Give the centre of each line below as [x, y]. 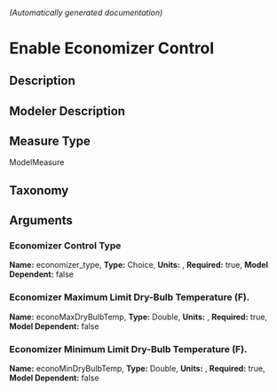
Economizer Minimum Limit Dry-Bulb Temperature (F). [128, 349]
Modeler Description [67, 111]
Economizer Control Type [65, 246]
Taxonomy [39, 190]
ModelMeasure [37, 162]
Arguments [41, 220]
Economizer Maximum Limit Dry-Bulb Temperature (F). [130, 297]
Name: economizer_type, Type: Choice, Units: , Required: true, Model [139, 265]
